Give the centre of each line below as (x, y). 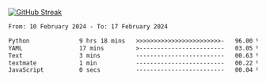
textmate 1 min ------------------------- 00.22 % (134, 63)
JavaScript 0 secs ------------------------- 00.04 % (134, 70)
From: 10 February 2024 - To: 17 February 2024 (88, 27)
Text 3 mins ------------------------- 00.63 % (134, 55)
